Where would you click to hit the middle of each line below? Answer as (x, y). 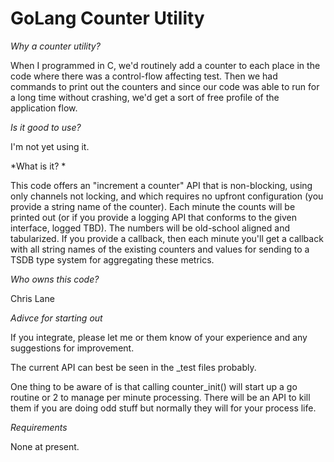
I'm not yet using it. (50, 146)
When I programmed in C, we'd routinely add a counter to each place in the (165, 65)
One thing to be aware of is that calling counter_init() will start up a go (154, 386)
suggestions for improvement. (72, 348)
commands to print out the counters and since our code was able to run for (165, 86)
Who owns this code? (55, 279)
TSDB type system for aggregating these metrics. (112, 259)
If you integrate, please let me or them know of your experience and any (159, 337)
